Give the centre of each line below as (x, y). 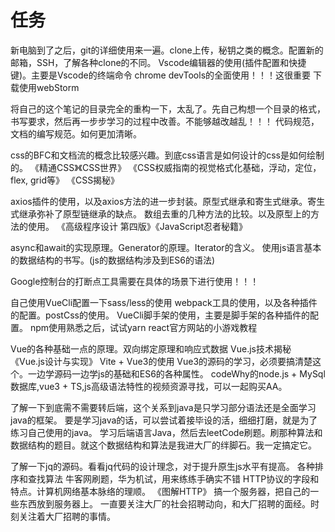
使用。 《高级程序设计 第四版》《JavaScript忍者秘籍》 (137, 226)
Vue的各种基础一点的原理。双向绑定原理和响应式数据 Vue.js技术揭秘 (151, 348)
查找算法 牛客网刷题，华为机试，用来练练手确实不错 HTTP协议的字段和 (173, 478)
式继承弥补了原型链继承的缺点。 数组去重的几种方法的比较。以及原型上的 (160, 213)
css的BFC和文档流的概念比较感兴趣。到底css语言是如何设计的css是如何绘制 (167, 155)
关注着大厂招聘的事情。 (67, 516)
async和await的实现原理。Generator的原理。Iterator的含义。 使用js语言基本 (166, 247)
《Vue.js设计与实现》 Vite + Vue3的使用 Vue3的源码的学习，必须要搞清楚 (161, 361)
